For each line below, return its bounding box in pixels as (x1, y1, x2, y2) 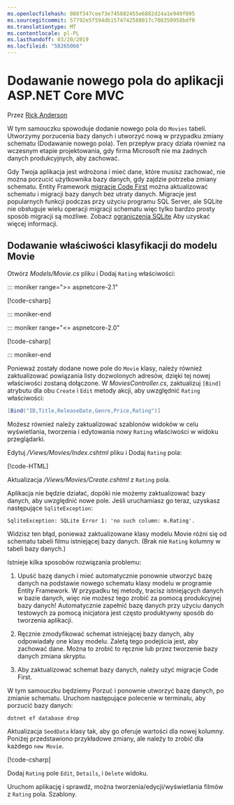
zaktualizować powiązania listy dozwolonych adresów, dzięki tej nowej (7, 371, 211, 379)
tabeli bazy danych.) (7, 544, 66, 553)
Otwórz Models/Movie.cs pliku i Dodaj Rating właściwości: (7, 269, 176, 277)
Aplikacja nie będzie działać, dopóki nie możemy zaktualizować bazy (7, 488, 206, 497)
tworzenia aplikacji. (17, 616, 73, 624)
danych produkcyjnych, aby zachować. (7, 154, 120, 162)
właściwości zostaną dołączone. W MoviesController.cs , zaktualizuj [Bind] (7, 379, 221, 387)
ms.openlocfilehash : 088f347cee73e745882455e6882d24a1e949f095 (7, 10, 196, 17)
